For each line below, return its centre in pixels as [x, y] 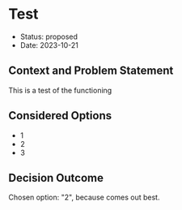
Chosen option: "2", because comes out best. [84, 197]
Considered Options [60, 116]
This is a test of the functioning [60, 90]
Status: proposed [49, 36]
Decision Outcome [56, 178]
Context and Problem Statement [91, 71]
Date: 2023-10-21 [49, 45]
